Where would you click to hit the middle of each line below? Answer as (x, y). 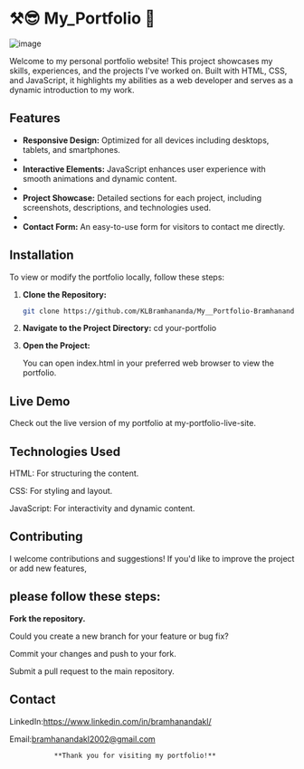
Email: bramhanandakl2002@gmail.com (82, 739)
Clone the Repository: (64, 294)
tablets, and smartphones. (71, 149)
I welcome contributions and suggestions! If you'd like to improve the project (152, 558)
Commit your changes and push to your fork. (93, 653)
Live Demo (40, 401)
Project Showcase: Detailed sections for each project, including (142, 197)
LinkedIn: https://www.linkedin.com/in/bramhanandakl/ (110, 721)
